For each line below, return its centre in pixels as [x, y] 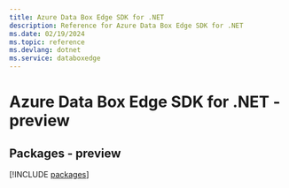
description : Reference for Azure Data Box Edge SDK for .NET [126, 26]
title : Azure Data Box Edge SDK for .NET [87, 17]
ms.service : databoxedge [55, 58]
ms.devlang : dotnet [45, 50]
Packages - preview [65, 153]
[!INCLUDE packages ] [49, 174]
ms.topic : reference [47, 42]
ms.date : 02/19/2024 [47, 34]
